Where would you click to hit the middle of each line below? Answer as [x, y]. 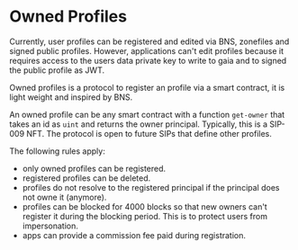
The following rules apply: [57, 151]
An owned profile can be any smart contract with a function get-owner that [147, 114]
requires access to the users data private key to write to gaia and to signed [148, 60]
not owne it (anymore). [64, 197]
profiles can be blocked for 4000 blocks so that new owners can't [144, 206]
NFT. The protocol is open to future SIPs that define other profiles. [149, 133]
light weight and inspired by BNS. [71, 97]
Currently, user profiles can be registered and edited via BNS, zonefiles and [149, 41]
